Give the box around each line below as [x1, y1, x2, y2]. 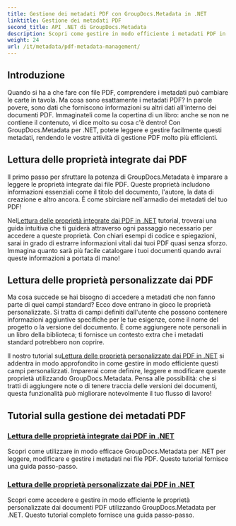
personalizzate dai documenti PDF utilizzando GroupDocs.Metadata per [7, 503, 216, 512]
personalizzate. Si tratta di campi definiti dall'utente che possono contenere [7, 308, 228, 317]
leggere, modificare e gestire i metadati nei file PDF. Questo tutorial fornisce [7, 455, 228, 463]
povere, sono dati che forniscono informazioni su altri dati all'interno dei [7, 103, 217, 112]
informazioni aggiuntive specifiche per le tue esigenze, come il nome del [7, 315, 219, 324]
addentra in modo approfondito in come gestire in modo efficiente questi [7, 359, 219, 368]
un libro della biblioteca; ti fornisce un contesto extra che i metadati [7, 330, 203, 339]
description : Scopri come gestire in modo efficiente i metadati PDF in [7, 30, 226, 37]
